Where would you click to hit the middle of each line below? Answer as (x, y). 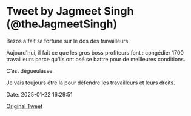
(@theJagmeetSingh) (62, 24)
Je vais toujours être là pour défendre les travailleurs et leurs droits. (91, 83)
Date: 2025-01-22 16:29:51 (39, 94)
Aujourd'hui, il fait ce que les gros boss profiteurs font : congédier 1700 (95, 52)
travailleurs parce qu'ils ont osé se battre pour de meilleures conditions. (96, 59)
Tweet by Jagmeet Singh (70, 11)
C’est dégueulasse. (30, 70)
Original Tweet (25, 106)
